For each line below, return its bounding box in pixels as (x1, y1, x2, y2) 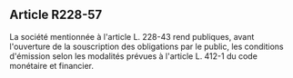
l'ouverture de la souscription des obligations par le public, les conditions (9, 41, 284, 52)
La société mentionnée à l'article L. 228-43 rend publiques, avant (9, 31, 255, 42)
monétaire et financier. (9, 60, 94, 71)
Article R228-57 (9, 7, 103, 23)
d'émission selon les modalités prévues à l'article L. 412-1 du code (9, 50, 258, 62)
